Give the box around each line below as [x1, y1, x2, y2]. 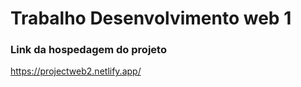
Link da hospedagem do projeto [10, 43, 167, 57]
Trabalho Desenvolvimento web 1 [10, 7, 292, 30]
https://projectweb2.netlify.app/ [10, 65, 142, 77]
